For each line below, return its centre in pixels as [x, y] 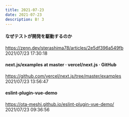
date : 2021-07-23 [24, 15]
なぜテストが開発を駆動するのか [39, 36]
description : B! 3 [25, 19]
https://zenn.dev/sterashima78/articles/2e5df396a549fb [64, 48]
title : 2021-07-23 [25, 10]
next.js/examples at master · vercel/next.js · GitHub [61, 65]
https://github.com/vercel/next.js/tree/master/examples [63, 76]
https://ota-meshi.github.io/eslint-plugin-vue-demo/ [60, 104]
